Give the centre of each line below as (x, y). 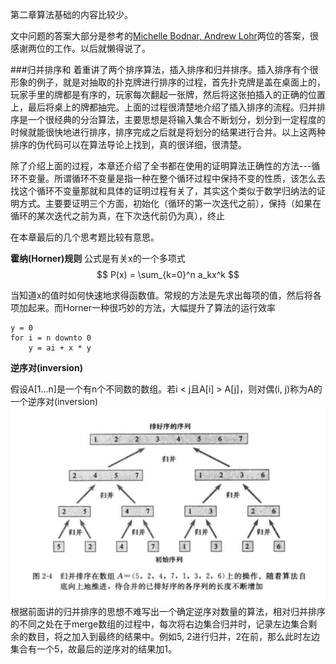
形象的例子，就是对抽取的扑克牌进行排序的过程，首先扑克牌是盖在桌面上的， (168, 82)
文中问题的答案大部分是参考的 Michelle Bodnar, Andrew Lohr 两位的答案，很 (164, 36)
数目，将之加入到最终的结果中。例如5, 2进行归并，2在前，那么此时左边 (173, 636)
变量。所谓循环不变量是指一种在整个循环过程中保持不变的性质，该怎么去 (176, 178)
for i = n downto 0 (51, 338)
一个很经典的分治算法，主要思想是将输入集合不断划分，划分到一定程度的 (176, 119)
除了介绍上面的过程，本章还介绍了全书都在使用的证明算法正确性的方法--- (161, 166)
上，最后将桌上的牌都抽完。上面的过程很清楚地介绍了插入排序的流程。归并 (163, 107)
